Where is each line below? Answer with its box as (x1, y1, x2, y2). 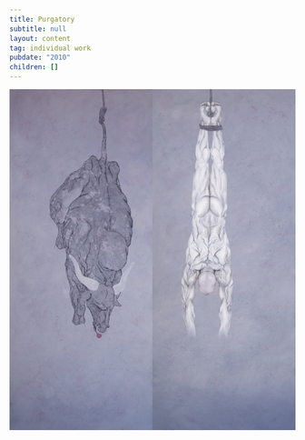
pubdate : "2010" (9, 53, 71, 63)
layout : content (9, 34, 71, 43)
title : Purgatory (9, 15, 75, 24)
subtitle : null (9, 24, 67, 34)
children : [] (9, 63, 59, 72)
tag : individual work (9, 44, 92, 53)
